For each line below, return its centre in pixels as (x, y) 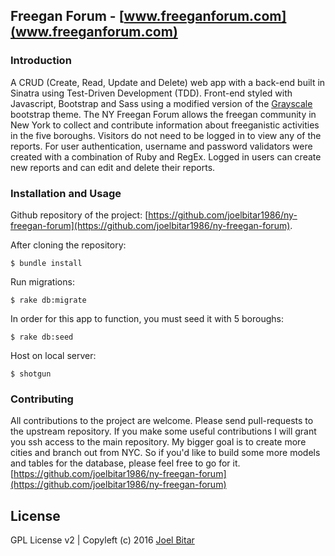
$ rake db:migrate (48, 300)
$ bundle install (46, 263)
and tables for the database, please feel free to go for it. (125, 463)
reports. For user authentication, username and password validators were (161, 146)
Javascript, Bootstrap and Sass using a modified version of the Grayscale (161, 103)
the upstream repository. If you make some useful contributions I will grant (163, 431)
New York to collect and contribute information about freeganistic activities (165, 125)
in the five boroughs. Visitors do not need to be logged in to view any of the (166, 135)
